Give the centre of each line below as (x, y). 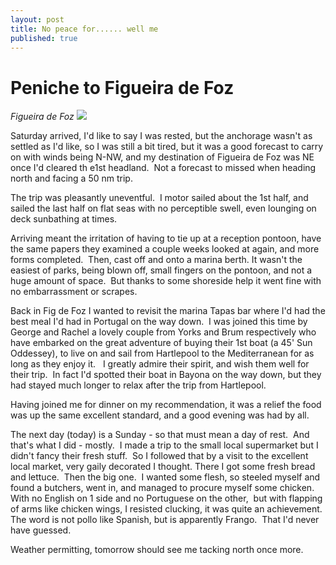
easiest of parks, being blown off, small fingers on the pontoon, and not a (161, 270)
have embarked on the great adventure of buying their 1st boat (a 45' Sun (161, 343)
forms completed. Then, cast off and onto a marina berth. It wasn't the (156, 260)
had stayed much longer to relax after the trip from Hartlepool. (138, 385)
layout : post (37, 19)
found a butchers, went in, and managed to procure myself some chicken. (162, 488)
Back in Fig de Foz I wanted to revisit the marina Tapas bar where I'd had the (168, 311)
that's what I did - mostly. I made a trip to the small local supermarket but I (164, 445)
